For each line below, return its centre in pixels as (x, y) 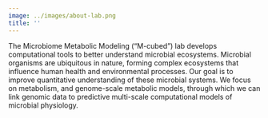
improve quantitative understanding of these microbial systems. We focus (130, 80)
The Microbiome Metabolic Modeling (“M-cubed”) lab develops (113, 45)
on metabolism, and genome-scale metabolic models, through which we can (134, 88)
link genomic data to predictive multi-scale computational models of (120, 96)
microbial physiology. (43, 105)
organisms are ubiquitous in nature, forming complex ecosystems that (124, 63)
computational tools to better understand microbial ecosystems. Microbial (130, 54)
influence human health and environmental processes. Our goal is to (121, 71)
